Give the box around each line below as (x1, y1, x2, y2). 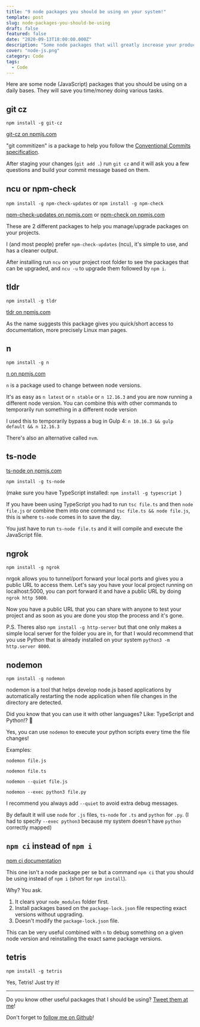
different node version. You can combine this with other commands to (6, 399, 177, 407)
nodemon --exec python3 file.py (6, 789, 86, 795)
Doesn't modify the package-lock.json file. (14, 917, 120, 924)
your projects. (6, 229, 40, 236)
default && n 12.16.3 (6, 423, 60, 430)
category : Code (6, 53, 44, 59)
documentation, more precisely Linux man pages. (6, 326, 128, 333)
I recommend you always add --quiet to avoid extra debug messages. (6, 800, 179, 807)
